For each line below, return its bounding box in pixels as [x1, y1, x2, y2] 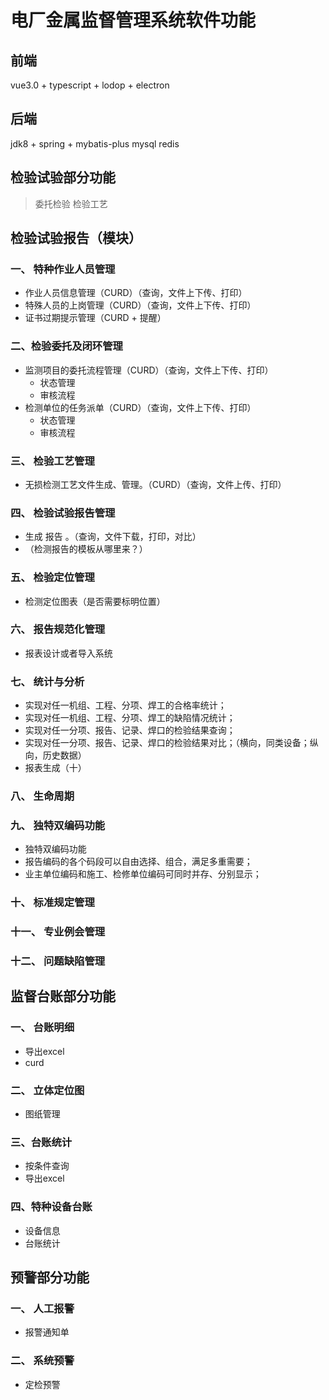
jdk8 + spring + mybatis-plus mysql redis [10, 137, 180, 150]
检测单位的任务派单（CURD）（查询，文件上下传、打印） [24, 401, 257, 413]
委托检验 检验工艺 [34, 197, 108, 210]
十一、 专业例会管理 [10, 925, 106, 939]
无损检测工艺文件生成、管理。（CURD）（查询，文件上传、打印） [24, 478, 287, 490]
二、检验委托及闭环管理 [10, 339, 123, 353]
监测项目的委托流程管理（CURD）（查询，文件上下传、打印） [24, 364, 274, 376]
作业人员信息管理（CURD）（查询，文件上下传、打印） [24, 287, 248, 299]
